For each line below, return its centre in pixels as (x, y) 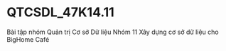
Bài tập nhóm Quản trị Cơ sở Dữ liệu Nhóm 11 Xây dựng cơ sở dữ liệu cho (113, 32)
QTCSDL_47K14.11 (60, 12)
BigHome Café (28, 39)
